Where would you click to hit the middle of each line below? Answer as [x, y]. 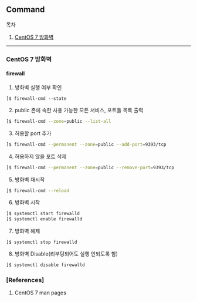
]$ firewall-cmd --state [36, 98]
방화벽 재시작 [30, 179]
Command [26, 10]
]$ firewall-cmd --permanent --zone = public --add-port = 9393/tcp [86, 144]
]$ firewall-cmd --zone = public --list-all [59, 121]
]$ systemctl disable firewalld [45, 265]
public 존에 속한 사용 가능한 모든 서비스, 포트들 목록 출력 [79, 110]
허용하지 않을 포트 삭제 [40, 156]
